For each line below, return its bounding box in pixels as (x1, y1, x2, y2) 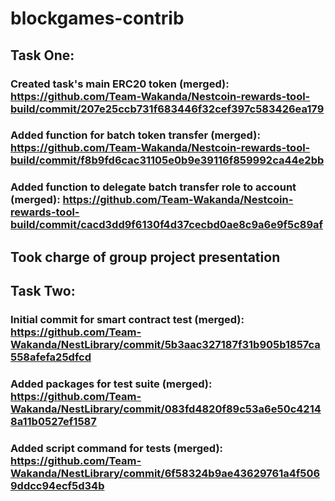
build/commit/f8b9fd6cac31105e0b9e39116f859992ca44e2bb (10, 153, 325, 167)
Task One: (10, 47, 75, 64)
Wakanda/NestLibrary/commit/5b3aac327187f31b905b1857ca (10, 338, 321, 352)
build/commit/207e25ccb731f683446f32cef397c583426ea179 (10, 102, 325, 116)
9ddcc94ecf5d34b (10, 478, 105, 492)
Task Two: (10, 283, 76, 300)
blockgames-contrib (10, 7, 185, 30)
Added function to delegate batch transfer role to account (10, 180, 297, 194)
